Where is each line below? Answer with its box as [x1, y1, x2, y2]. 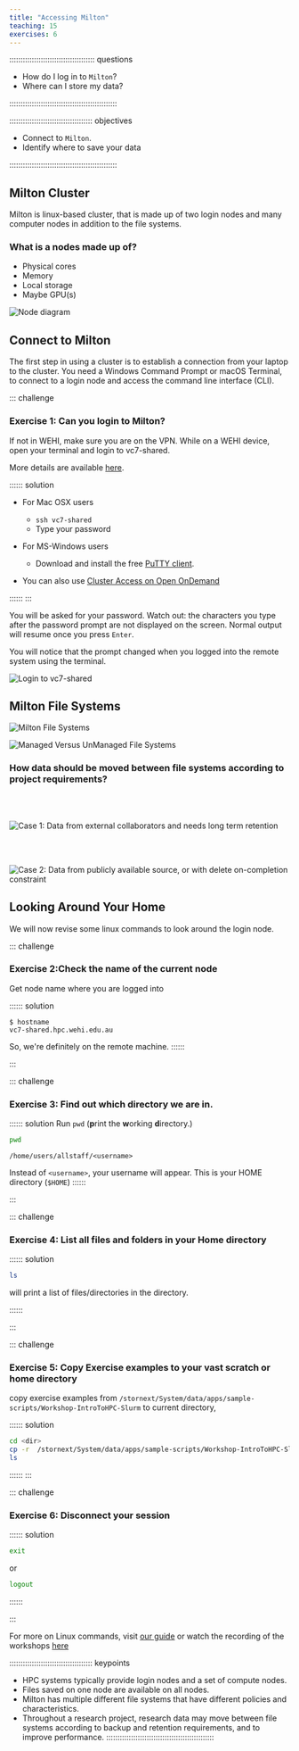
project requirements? [9, 773, 109, 785]
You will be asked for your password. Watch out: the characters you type [9, 610, 276, 620]
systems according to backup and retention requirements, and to [21, 1722, 261, 1733]
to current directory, [142, 1402, 216, 1413]
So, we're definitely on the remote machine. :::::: [9, 1041, 185, 1051]
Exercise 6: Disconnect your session [9, 1509, 171, 1522]
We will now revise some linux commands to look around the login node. [9, 923, 274, 934]
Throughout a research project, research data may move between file [21, 1713, 278, 1723]
